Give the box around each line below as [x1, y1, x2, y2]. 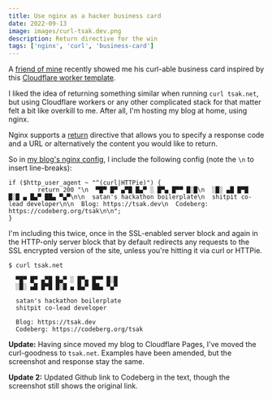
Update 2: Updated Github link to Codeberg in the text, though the [8, 372, 230, 382]
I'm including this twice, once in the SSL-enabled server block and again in [8, 229, 258, 238]
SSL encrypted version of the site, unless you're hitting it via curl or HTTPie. [8, 246, 262, 255]
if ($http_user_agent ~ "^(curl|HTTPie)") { [8, 179, 162, 187]
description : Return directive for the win [8, 34, 158, 43]
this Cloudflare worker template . [8, 73, 116, 83]
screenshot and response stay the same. [8, 357, 145, 367]
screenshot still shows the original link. [8, 381, 138, 391]
